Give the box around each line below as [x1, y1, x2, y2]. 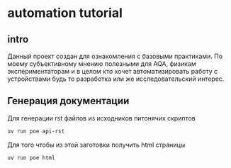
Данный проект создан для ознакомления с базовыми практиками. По [7, 52, 223, 60]
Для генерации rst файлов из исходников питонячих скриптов [7, 113, 196, 122]
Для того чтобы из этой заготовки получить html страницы [7, 140, 186, 149]
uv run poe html [7, 154, 55, 161]
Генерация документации [7, 95, 130, 107]
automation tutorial [7, 5, 123, 21]
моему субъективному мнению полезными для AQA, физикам [7, 60, 196, 68]
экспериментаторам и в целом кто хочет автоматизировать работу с [7, 67, 218, 75]
